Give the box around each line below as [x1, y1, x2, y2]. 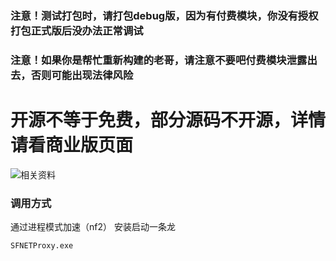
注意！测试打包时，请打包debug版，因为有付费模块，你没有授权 [10, 8, 319, 22]
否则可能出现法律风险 [30, 68, 134, 82]
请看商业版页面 [10, 134, 134, 157]
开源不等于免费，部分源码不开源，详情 [10, 109, 327, 132]
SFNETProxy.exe [10, 241, 74, 251]
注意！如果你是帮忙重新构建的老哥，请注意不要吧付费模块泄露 [10, 53, 308, 67]
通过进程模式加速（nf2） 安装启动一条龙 [10, 221, 176, 233]
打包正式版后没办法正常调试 [10, 23, 144, 37]
